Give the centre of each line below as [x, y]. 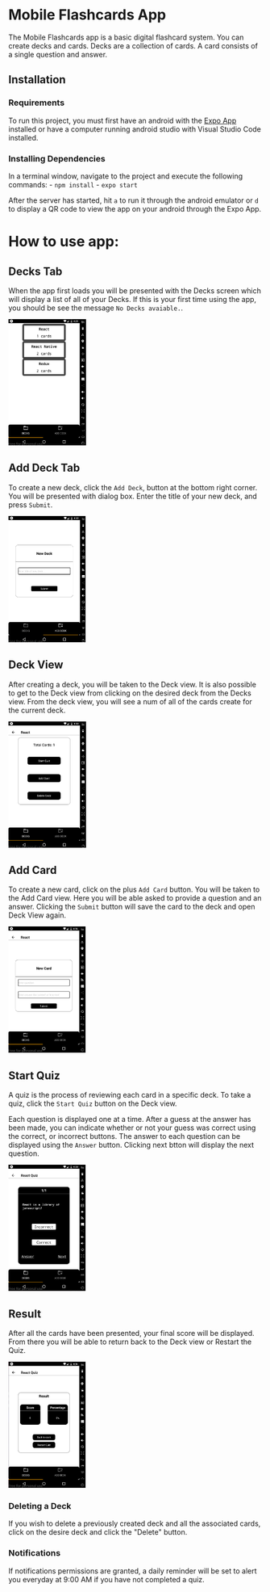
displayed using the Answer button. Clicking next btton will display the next [131, 1145]
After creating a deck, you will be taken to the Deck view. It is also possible [132, 684]
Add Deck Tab [44, 468]
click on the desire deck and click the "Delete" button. [98, 1532]
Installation [37, 80]
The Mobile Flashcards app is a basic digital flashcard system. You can [126, 37]
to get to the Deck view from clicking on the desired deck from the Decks [130, 693]
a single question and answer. [58, 54]
